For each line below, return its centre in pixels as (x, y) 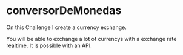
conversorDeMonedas (64, 11)
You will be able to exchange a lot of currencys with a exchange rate (91, 39)
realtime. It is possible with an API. (49, 45)
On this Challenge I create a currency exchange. (67, 27)
